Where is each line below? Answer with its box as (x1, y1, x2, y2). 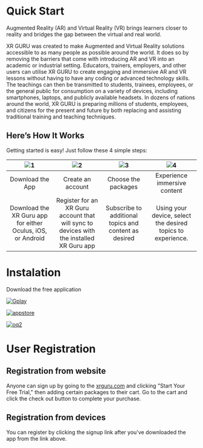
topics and (108, 219, 139, 227)
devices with (59, 226, 95, 235)
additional (109, 211, 138, 219)
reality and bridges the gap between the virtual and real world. (6, 30, 162, 37)
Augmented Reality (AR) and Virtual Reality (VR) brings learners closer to (6, 24, 188, 31)
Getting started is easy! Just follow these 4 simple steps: (6, 146, 147, 154)
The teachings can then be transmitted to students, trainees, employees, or (6, 80, 194, 88)
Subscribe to (105, 204, 142, 212)
